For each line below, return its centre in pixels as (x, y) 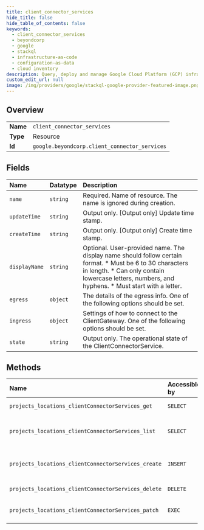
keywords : (19, 29)
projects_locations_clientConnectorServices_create (86, 464)
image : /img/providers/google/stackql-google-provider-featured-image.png (103, 86)
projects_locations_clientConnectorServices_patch (84, 511)
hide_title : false (29, 18)
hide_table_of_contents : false (46, 23)
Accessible (184, 385)
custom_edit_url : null (35, 80)
